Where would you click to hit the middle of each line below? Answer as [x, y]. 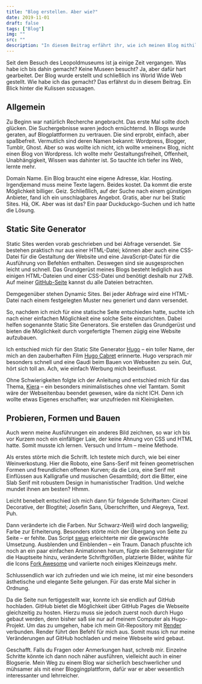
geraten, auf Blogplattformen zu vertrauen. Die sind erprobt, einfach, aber [98, 134]
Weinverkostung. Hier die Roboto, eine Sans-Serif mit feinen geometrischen [100, 463]
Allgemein [26, 107]
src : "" [16, 40]
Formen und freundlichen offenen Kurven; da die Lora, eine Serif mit [91, 470]
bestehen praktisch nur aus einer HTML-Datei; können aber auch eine [93, 250]
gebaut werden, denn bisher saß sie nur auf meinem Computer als [88, 619]
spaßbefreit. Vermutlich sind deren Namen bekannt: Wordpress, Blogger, [96, 141]
